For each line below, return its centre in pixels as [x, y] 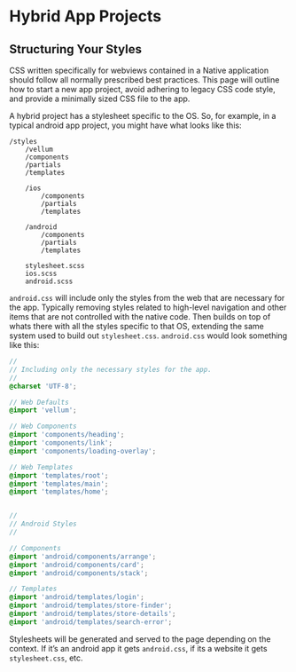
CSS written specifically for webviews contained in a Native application [139, 70]
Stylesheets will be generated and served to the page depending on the [140, 639]
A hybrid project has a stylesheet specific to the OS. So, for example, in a [143, 116]
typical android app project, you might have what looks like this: [125, 125]
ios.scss [41, 273]
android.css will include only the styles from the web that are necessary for [147, 298]
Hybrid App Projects [86, 16]
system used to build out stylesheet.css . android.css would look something [148, 336]
